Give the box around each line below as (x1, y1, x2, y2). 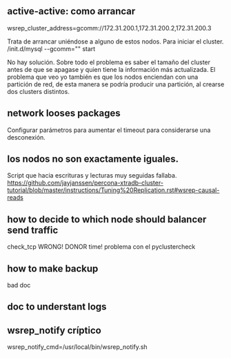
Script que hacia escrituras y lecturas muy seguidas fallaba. (7, 171, 177, 180)
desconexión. (7, 133, 46, 141)
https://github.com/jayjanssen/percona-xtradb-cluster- (7, 179, 164, 187)
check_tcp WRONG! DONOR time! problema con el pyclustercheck (7, 243, 196, 251)
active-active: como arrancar (7, 6, 136, 17)
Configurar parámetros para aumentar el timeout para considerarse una (7, 126, 211, 134)
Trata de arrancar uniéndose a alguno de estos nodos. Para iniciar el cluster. (7, 37, 224, 46)
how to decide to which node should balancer (7, 214, 207, 225)
